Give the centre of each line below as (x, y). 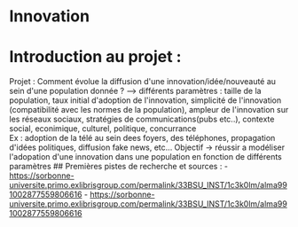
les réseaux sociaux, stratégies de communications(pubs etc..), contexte (142, 119)
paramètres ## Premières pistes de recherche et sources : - (119, 167)
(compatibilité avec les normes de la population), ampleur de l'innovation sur (149, 110)
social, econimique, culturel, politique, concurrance (103, 129)
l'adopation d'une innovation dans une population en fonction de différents (145, 157)
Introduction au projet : (95, 57)
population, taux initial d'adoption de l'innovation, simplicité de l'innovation (145, 100)
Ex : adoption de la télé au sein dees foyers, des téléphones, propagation (142, 138)
